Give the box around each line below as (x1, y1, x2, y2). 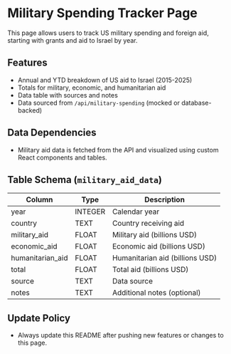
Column (26, 194, 53, 204)
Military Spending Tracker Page (7, 5, 198, 21)
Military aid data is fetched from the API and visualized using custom (17, 145, 219, 154)
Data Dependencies (7, 127, 97, 139)
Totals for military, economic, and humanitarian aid (17, 83, 166, 92)
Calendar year (112, 207, 160, 217)
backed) (17, 105, 43, 115)
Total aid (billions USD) (112, 265, 189, 275)
